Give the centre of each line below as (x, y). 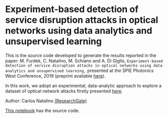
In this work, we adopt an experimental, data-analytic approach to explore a (83, 85)
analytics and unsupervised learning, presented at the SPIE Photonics (79, 70)
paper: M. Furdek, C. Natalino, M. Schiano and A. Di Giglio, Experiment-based (84, 61)
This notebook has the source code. (43, 110)
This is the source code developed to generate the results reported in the (81, 55)
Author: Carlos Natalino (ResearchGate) (46, 101)
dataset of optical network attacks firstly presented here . (64, 91)
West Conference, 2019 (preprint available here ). (55, 76)
